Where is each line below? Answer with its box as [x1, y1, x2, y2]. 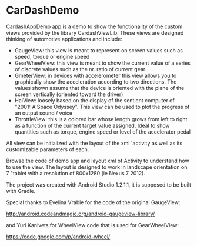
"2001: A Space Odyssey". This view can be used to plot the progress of [14, 103, 190, 110]
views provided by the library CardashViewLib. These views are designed [6, 29, 184, 36]
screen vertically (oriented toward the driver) [14, 91, 123, 98]
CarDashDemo [6, 4, 79, 17]
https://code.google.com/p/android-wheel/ [6, 233, 111, 240]
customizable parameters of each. [6, 145, 89, 153]
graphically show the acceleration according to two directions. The [14, 78, 177, 85]
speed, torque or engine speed [14, 53, 90, 60]
